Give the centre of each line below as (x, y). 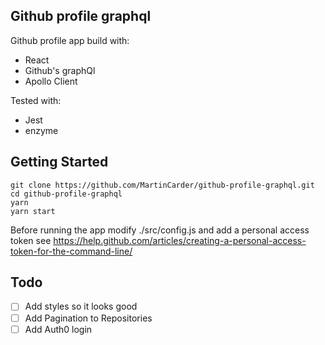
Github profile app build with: (70, 40)
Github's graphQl (60, 70)
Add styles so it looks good (81, 306)
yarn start (33, 211)
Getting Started (59, 162)
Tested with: (36, 100)
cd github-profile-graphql (66, 194)
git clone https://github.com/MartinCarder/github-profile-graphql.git (162, 185)
